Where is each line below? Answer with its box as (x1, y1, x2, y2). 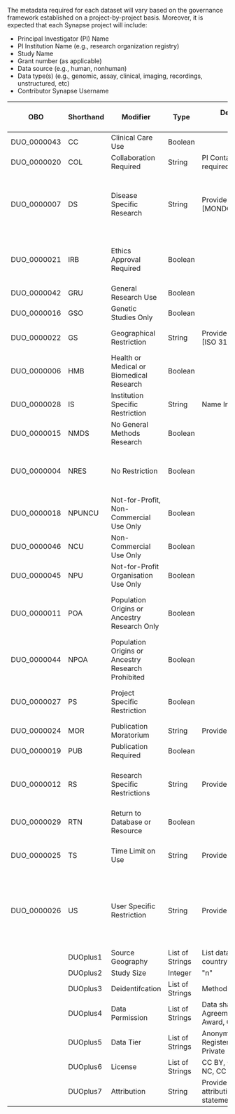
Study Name (17, 49, 54, 58)
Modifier (121, 112, 151, 121)
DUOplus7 (67, 1087, 103, 1096)
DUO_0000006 (10, 366, 62, 376)
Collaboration (111, 153, 155, 162)
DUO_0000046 (10, 542, 62, 551)
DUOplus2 (67, 968, 103, 978)
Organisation (111, 571, 153, 580)
